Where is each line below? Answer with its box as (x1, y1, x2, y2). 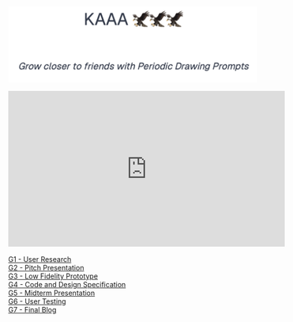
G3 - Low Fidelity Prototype (8, 271, 99, 281)
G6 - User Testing (8, 297, 66, 306)
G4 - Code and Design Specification (8, 280, 126, 290)
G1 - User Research (8, 255, 72, 264)
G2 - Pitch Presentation (8, 263, 85, 273)
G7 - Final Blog (8, 305, 57, 315)
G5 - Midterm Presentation (8, 288, 96, 298)
